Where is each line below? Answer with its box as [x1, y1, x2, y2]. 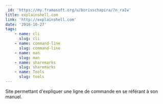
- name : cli [14, 31, 40, 36]
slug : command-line [18, 46, 60, 51]
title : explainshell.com [5, 12, 58, 17]
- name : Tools [14, 70, 44, 75]
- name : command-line [14, 41, 60, 46]
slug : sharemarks [18, 65, 56, 70]
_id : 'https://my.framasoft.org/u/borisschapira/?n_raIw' [5, 7, 131, 13]
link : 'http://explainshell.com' [5, 17, 77, 22]
